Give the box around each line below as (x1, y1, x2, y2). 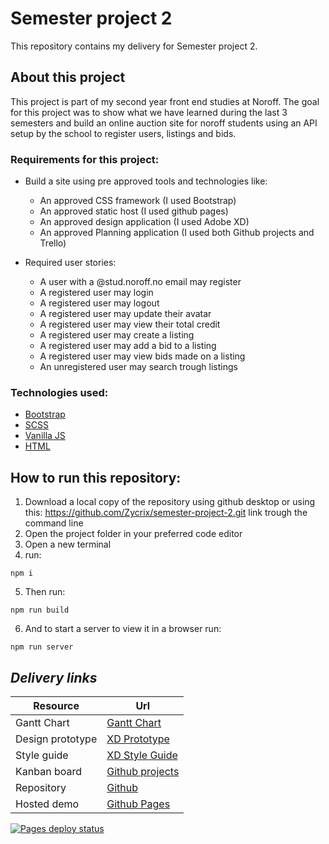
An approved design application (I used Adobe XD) (39, 216, 250, 228)
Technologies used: (10, 385, 109, 399)
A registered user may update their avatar (39, 308, 212, 320)
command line (24, 517, 84, 529)
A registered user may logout (39, 297, 160, 309)
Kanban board (15, 764, 82, 778)
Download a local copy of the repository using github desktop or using (24, 496, 316, 508)
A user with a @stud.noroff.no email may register (39, 276, 242, 288)
